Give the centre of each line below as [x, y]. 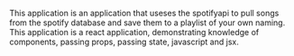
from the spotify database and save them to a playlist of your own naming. [147, 23]
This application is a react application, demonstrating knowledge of [134, 32]
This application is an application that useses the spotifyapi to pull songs [144, 13]
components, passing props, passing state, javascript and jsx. [124, 42]
